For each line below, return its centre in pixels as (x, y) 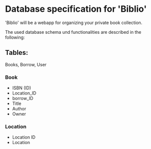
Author (19, 109)
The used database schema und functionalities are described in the (73, 32)
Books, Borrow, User (26, 64)
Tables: (17, 53)
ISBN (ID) (22, 88)
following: (15, 37)
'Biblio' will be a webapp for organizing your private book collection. (74, 23)
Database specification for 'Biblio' (76, 9)
